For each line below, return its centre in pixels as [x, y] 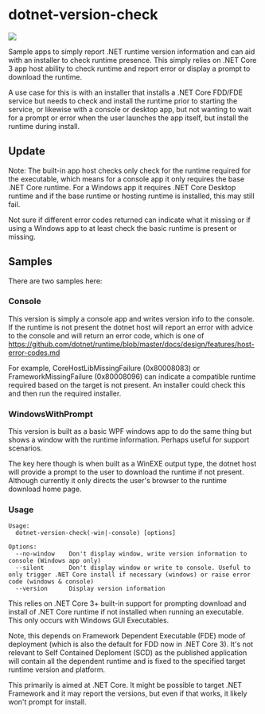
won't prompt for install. [47, 702]
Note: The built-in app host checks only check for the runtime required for [130, 170]
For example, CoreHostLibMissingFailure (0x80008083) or [104, 368]
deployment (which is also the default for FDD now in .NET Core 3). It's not [131, 644]
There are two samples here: [55, 281]
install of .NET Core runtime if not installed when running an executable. [126, 612]
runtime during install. [44, 126]
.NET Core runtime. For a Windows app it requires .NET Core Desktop [122, 187]
